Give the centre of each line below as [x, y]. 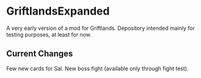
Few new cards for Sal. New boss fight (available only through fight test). [97, 68]
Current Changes [40, 54]
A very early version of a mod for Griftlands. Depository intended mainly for [101, 28]
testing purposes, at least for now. [49, 34]
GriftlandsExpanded [58, 11]
